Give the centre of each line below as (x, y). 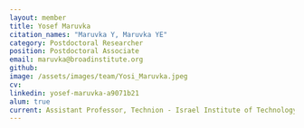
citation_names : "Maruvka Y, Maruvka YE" (89, 34)
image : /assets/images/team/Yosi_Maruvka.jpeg (99, 77)
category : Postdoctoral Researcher (76, 43)
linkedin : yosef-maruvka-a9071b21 (75, 93)
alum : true (30, 101)
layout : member (38, 18)
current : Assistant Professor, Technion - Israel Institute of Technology (153, 110)
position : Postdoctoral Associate (75, 51)
